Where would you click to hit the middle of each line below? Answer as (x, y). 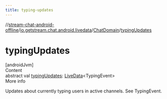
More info (16, 81)
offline (12, 30)
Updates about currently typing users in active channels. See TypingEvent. (83, 91)
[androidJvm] (20, 65)
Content (14, 70)
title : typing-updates (29, 10)
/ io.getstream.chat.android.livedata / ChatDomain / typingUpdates (85, 30)
